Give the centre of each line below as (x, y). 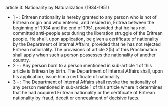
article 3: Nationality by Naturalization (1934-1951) (57, 7)
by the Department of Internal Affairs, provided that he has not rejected (87, 44)
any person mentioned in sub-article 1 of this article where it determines (88, 87)
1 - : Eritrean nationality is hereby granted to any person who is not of (85, 17)
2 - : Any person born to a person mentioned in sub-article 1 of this (82, 66)
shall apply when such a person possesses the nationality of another (84, 55)
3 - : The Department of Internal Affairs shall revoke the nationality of (85, 82)
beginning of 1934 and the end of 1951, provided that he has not (79, 28)
